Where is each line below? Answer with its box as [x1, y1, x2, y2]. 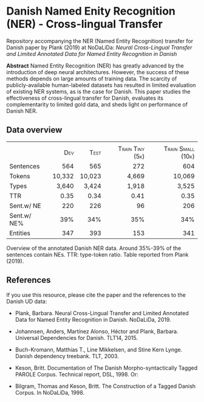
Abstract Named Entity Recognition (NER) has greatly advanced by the [6, 62, 184, 69]
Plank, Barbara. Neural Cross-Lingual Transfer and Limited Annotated [15, 309, 189, 317]
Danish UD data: [6, 297, 47, 305]
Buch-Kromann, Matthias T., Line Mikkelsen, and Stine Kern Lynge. [15, 345, 183, 353]
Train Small [163, 144, 195, 153]
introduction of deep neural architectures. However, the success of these [6, 68, 189, 75]
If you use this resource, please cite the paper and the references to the [6, 291, 186, 299]
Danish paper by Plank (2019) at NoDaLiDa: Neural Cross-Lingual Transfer [6, 44, 192, 51]
